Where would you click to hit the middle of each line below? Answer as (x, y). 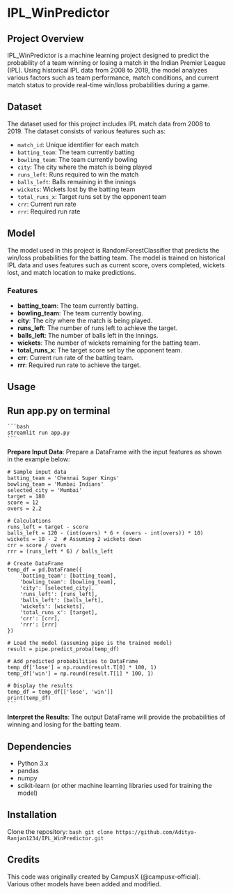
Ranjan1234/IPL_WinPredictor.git (56, 838)
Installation (32, 815)
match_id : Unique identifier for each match (78, 144)
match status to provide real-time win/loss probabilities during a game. (109, 85)
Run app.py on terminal (59, 411)
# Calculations (29, 521)
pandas (28, 770)
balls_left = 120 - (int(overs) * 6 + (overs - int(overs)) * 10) (105, 533)
